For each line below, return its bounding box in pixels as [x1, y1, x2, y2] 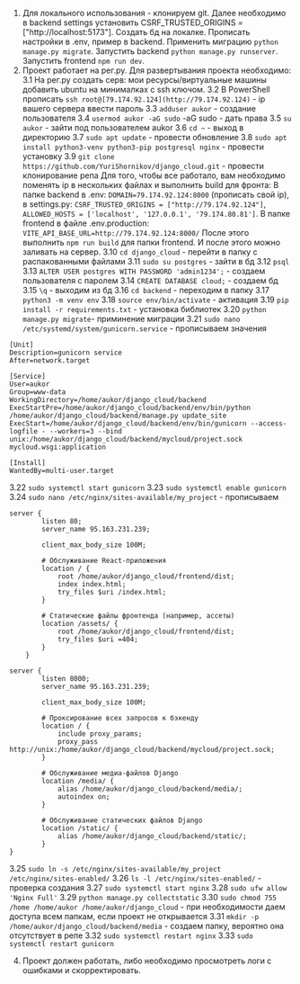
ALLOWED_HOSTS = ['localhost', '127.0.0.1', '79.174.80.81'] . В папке [22, 209, 290, 219]
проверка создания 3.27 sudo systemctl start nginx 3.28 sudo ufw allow [9, 882, 287, 893]
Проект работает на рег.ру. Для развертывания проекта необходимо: [22, 65, 292, 76]
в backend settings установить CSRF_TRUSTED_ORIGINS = [22, 17, 244, 28]
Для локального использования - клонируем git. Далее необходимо [22, 8, 287, 18]
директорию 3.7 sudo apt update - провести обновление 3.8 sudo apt [22, 132, 287, 142]
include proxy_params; [57, 729, 143, 738]
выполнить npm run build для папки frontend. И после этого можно [22, 237, 281, 247]
